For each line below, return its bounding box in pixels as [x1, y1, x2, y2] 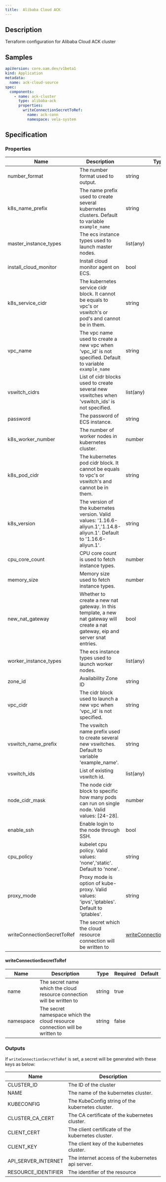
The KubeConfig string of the [68, 1097, 136, 1104]
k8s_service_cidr [7, 300, 47, 307]
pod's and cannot [79, 315, 121, 322]
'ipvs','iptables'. [79, 899, 116, 906]
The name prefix [79, 187, 118, 194]
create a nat [79, 622, 107, 629]
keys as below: [5, 1061, 36, 1067]
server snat [79, 634, 106, 641]
